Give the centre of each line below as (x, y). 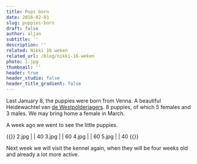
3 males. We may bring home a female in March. (66, 113)
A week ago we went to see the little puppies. (62, 125)
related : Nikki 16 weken (37, 51)
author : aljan (24, 34)
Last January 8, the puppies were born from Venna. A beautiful (84, 101)
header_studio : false (33, 78)
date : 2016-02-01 (28, 17)
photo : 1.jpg (22, 61)
